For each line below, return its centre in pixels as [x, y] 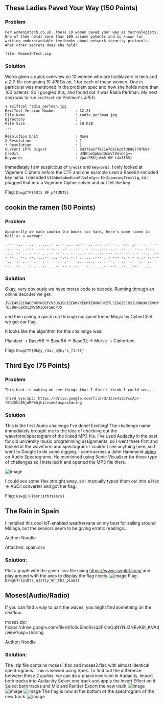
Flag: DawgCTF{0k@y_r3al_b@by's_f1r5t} [45, 350]
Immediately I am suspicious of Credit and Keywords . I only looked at [74, 167]
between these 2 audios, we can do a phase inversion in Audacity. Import [79, 676]
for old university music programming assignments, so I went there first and [82, 441]
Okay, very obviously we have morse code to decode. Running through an [80, 289]
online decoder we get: [28, 294]
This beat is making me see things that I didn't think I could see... [80, 390]
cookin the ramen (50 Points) [50, 208]
